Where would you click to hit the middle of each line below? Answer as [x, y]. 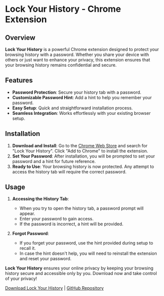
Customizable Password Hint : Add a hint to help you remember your [82, 97]
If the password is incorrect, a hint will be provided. [71, 224]
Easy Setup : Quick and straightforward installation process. [72, 108]
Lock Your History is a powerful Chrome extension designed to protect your [82, 49]
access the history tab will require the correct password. [69, 172]
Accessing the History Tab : [41, 199]
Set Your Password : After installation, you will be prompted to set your [83, 156]
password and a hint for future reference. [54, 161]
